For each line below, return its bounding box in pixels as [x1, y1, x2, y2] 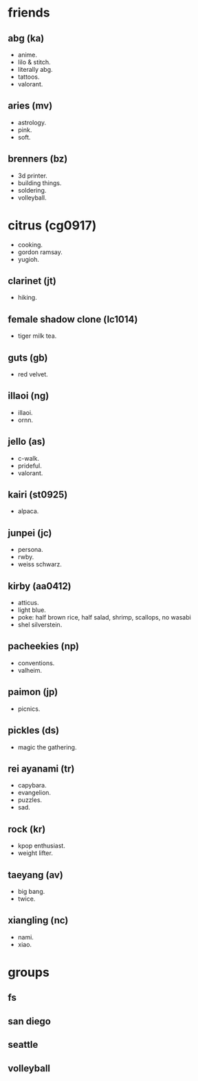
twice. [17, 895, 36, 903]
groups [8, 964, 50, 980]
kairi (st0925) [8, 489, 68, 501]
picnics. [17, 705, 41, 713]
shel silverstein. [17, 620, 63, 629]
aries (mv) [8, 100, 53, 112]
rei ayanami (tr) [8, 763, 75, 774]
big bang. [17, 887, 45, 895]
